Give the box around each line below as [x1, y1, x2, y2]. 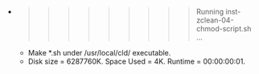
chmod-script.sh [195, 24, 252, 33]
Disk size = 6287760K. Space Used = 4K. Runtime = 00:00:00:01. [27, 56, 245, 66]
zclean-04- [195, 15, 235, 25]
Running [195, 7, 224, 16]
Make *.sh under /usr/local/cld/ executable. [27, 48, 171, 57]
